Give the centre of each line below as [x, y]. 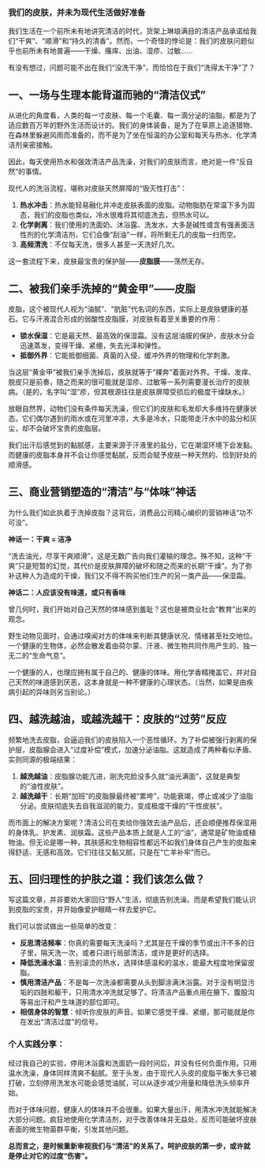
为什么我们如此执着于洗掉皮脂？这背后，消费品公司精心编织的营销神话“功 [127, 512]
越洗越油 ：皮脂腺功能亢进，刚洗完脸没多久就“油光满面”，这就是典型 [130, 776]
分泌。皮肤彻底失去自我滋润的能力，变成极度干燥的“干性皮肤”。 [123, 805]
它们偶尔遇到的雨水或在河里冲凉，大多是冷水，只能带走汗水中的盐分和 [136, 418]
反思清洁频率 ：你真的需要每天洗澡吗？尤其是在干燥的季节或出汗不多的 [134, 943]
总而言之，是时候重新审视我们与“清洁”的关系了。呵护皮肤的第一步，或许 [126, 1146]
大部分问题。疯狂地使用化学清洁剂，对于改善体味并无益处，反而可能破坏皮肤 [132, 1119]
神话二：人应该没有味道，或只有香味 [67, 592]
